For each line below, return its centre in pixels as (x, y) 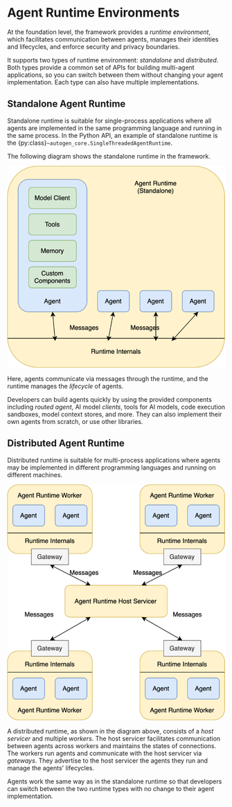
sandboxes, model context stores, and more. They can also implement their (115, 414)
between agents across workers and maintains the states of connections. (112, 745)
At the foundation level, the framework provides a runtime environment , (109, 32)
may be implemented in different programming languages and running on (111, 467)
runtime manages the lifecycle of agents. (65, 386)
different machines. (35, 475)
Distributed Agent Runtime (66, 444)
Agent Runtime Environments (93, 13)
